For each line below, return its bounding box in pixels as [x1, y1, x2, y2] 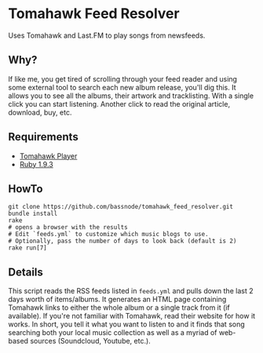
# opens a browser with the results [8, 224, 128, 231]
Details [8, 265, 43, 278]
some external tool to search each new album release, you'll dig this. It [8, 82, 236, 92]
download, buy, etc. [8, 107, 72, 117]
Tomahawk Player [19, 151, 78, 161]
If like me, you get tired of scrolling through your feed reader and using [8, 74, 238, 83]
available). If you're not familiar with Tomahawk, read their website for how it [8, 311, 256, 321]
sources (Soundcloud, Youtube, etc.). [30, 337, 151, 346]
